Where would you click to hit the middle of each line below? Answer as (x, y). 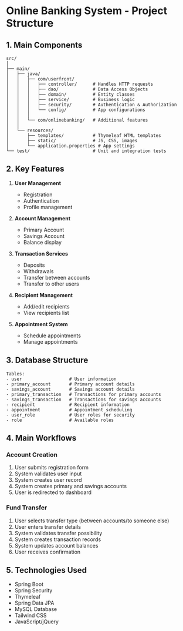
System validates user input (48, 474)
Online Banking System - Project (87, 11)
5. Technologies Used (46, 570)
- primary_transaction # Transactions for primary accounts (84, 394)
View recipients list (46, 313)
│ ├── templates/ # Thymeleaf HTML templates (84, 136)
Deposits (34, 265)
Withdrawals (38, 271)
